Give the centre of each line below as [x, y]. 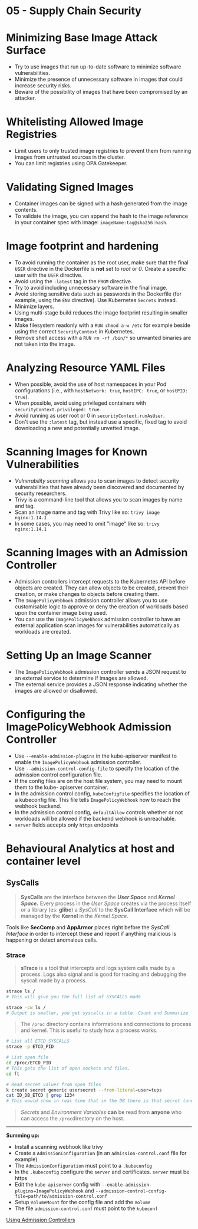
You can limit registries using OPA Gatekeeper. [71, 163]
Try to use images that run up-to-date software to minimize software [98, 67]
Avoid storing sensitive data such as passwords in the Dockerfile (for [98, 294]
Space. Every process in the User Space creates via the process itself [106, 903]
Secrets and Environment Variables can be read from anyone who [101, 1112]
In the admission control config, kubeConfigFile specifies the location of [102, 793]
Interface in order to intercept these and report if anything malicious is [91, 933]
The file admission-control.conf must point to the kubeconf [86, 1208]
